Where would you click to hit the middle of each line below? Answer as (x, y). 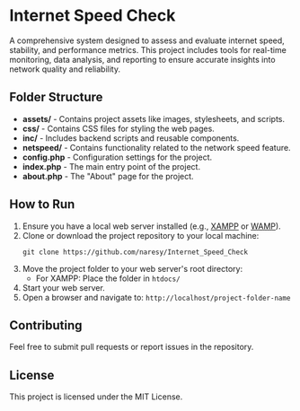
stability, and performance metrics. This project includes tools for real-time (148, 49)
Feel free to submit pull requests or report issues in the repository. (132, 347)
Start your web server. (63, 287)
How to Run (42, 204)
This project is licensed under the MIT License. (96, 397)
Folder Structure (56, 97)
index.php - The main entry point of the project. (111, 166)
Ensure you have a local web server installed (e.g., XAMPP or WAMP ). (151, 226)
